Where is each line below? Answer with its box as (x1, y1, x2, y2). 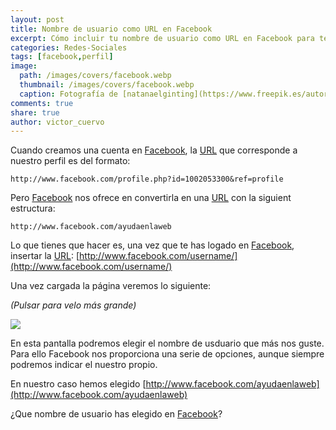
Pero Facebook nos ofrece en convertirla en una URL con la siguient (10, 192, 292, 204)
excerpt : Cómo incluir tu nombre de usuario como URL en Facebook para (10, 33, 315, 43)
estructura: (10, 202, 56, 215)
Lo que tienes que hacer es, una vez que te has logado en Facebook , (10, 239, 295, 251)
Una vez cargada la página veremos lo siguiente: (10, 280, 212, 292)
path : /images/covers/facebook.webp (19, 71, 172, 81)
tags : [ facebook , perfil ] (10, 52, 114, 62)
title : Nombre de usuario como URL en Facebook (10, 24, 213, 34)
